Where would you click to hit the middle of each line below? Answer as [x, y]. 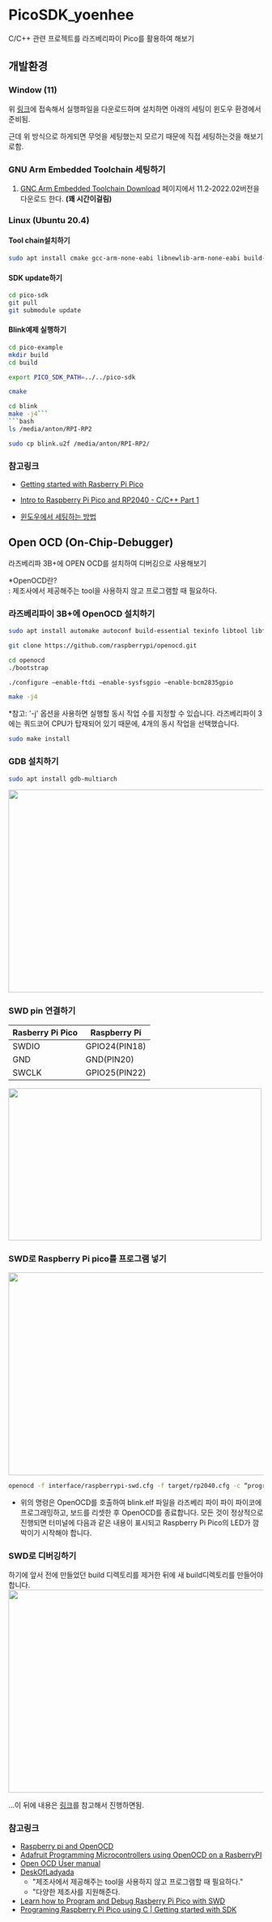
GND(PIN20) [110, 1059]
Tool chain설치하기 [39, 240]
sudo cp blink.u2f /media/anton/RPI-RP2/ [79, 444]
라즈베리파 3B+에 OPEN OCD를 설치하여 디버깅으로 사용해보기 [107, 563]
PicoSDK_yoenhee [71, 15]
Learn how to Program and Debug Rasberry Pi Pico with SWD [122, 1901]
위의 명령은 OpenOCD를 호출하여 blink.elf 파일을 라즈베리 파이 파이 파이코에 [141, 1502]
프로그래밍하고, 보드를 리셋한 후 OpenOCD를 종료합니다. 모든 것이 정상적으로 [142, 1512]
